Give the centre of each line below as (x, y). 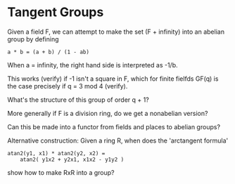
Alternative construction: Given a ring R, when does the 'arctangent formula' (118, 140)
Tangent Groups (56, 12)
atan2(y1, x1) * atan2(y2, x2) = (56, 153)
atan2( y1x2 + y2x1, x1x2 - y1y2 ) (72, 159)
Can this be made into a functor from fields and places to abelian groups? (114, 126)
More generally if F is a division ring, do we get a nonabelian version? (108, 113)
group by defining (33, 39)
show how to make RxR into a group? (61, 172)
